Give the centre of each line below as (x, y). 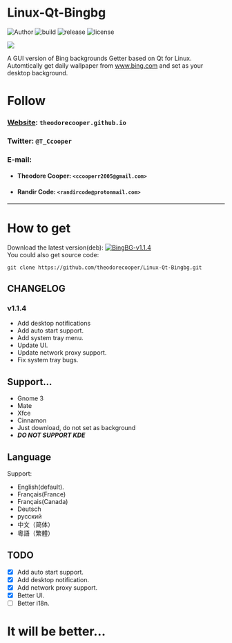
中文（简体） (35, 524)
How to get (39, 228)
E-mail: (20, 159)
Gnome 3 (30, 398)
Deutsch (29, 509)
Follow (27, 101)
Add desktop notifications (54, 324)
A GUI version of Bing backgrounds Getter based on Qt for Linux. (99, 58)
